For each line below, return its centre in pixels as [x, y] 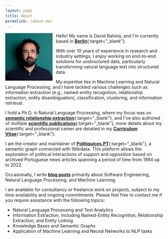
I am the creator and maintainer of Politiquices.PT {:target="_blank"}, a [78, 144]
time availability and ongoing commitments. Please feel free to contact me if [83, 195]
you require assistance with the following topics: [55, 200]
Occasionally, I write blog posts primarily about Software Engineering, [78, 174]
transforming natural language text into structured [107, 67]
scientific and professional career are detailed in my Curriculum [71, 129]
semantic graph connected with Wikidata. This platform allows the [73, 149]
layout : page [19, 10]
